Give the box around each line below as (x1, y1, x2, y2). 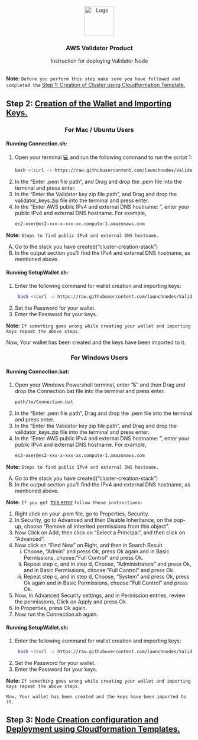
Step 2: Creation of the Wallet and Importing (6, 98, 172, 109)
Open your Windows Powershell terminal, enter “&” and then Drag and (14, 381, 186, 388)
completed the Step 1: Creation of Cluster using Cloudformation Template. (6, 82, 186, 89)
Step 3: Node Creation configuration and (6, 715, 159, 725)
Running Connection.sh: (6, 140, 68, 147)
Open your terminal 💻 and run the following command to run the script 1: (14, 154, 193, 161)
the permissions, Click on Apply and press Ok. (14, 598, 128, 605)
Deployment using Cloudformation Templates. (6, 724, 180, 734)
